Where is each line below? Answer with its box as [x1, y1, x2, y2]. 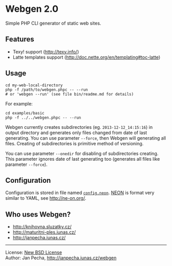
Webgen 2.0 [5, 3, 59, 15]
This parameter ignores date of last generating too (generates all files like [5, 156, 160, 162]
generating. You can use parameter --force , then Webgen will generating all [5, 135, 166, 141]
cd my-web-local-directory [5, 83, 63, 88]
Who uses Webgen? [5, 210, 71, 219]
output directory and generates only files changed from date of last [5, 129, 147, 136]
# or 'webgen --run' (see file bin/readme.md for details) [5, 91, 134, 97]
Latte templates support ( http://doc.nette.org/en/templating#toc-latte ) [12, 54, 161, 60]
